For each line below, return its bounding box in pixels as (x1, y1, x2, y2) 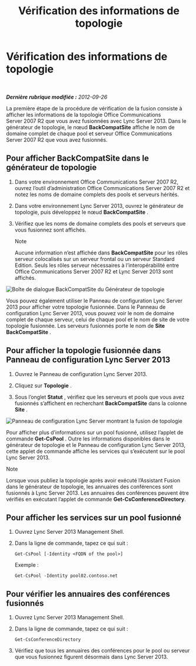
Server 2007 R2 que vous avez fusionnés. (6, 136, 108, 143)
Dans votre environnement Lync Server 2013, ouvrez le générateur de (14, 202, 184, 209)
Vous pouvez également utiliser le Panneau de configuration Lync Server (6, 297, 182, 304)
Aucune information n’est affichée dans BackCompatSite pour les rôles (14, 249, 188, 256)
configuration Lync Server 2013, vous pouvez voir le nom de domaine (6, 309, 175, 316)
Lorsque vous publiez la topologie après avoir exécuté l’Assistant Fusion (6, 476, 181, 484)
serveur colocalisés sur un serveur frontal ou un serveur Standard (14, 255, 175, 262)
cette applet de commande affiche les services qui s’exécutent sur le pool (6, 448, 185, 455)
